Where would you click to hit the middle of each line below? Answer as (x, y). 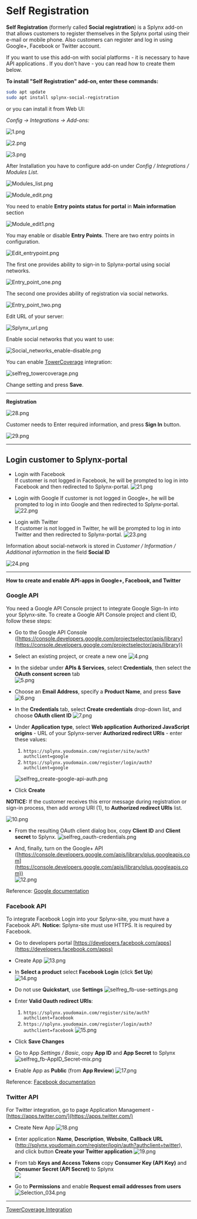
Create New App (35, 1128)
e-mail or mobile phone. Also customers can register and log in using (89, 39)
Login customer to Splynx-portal (67, 460)
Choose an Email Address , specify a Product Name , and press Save (98, 691)
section (15, 212)
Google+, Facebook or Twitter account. (53, 46)
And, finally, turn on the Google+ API (59, 848)
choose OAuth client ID (43, 715)
